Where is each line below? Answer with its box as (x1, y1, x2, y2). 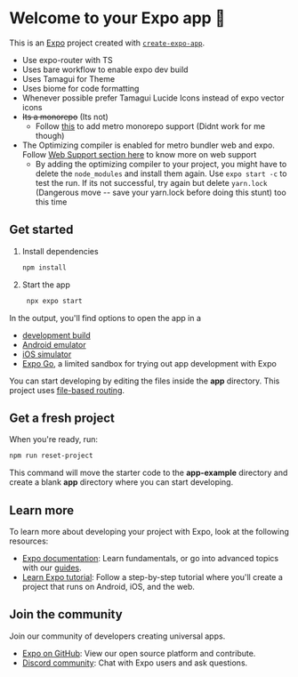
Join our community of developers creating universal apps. (9, 631, 226, 641)
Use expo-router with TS (21, 54, 113, 65)
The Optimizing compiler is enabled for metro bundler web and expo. (21, 140, 276, 150)
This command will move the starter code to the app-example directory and (9, 467, 288, 479)
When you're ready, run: (9, 434, 98, 445)
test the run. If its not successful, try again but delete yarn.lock (35, 177, 268, 188)
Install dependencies (21, 246, 100, 256)
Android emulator (21, 339, 86, 350)
